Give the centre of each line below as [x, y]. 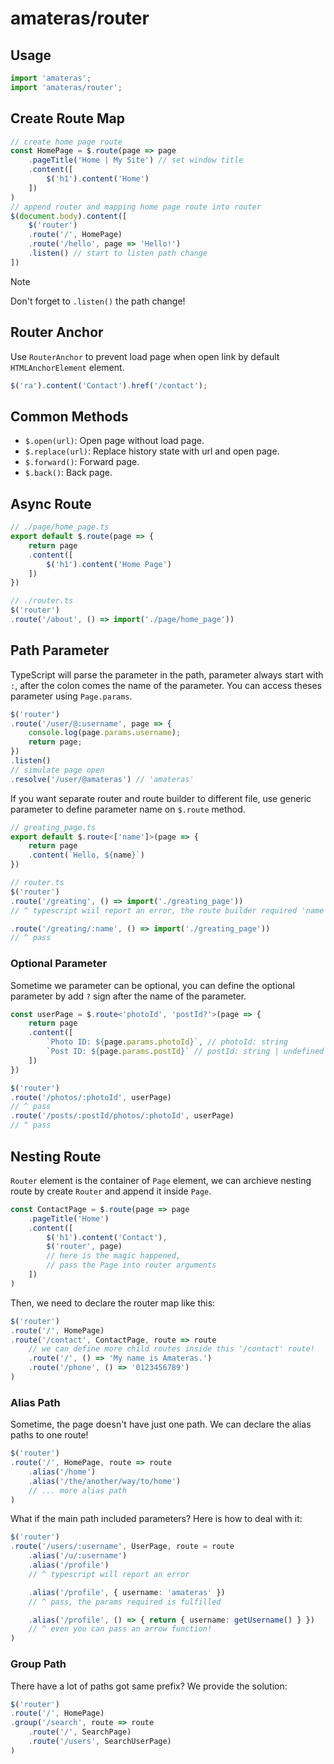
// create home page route [66, 142]
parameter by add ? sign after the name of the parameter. [128, 996]
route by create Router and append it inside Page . [111, 1191]
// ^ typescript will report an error [109, 1574]
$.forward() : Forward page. [82, 462]
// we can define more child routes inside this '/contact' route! [171, 1349]
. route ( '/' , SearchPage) [80, 1732]
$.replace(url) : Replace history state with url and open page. [152, 451]
